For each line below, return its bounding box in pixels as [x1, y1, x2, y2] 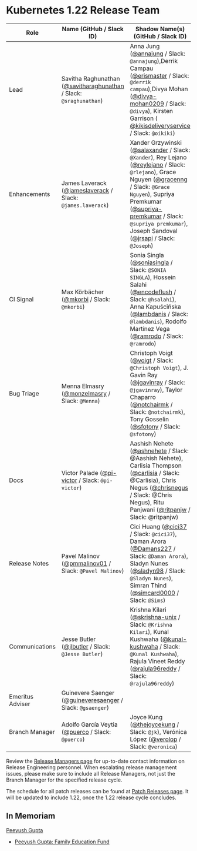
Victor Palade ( [61, 468, 103, 477]
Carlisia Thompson [130, 461, 182, 470]
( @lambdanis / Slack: [130, 310, 189, 318]
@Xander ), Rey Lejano [130, 153, 187, 161]
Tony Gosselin [130, 415, 169, 423]
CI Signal [9, 295, 34, 303]
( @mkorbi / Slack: [61, 295, 111, 303]
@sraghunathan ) [61, 97, 103, 105]
